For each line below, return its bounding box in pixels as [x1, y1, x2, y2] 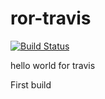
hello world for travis [10, 59, 96, 71]
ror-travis [10, 7, 92, 30]
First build [10, 78, 52, 91]
